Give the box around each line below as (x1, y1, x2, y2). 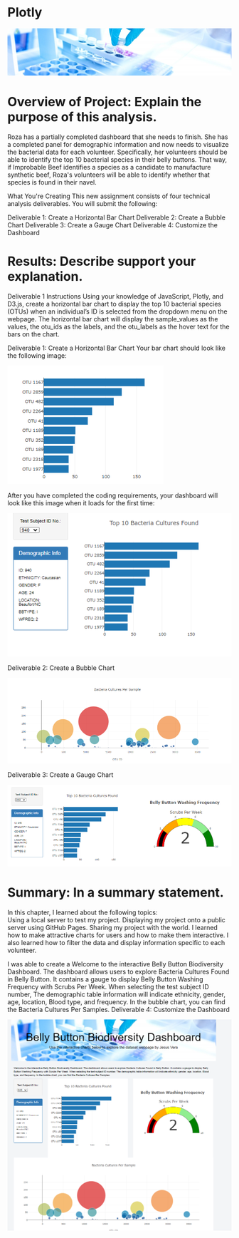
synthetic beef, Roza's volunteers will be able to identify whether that (7, 170, 210, 179)
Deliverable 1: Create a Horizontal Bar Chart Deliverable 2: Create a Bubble (7, 213, 226, 222)
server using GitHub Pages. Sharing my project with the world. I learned (7, 923, 218, 932)
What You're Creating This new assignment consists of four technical (7, 192, 211, 200)
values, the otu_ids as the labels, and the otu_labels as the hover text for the (7, 322, 230, 331)
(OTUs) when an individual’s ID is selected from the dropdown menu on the (7, 307, 228, 316)
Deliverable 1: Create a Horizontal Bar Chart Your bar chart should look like (7, 344, 226, 352)
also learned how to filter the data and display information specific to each (7, 938, 225, 946)
